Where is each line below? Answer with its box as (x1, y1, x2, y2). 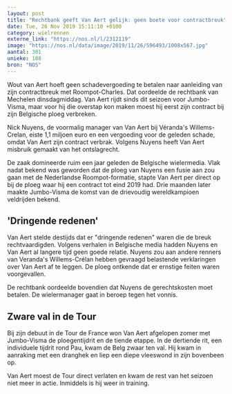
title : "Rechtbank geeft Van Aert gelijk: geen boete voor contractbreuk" (7, 17, 227, 23)
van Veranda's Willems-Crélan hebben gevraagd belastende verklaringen (7, 255, 216, 264)
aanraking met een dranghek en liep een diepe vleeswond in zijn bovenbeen (7, 351, 224, 359)
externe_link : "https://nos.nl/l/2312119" (7, 36, 131, 43)
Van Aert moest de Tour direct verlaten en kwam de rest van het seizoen (7, 372, 213, 380)
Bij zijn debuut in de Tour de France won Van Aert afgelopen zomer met (7, 329, 211, 337)
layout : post (7, 10, 45, 17)
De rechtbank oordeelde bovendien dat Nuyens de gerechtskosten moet (7, 284, 213, 292)
